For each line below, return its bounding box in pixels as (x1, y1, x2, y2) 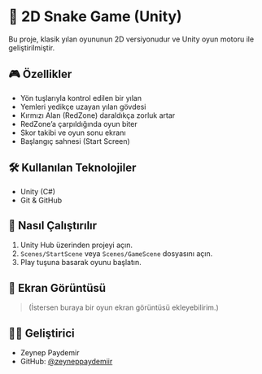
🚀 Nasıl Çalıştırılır (8, 219, 98, 233)
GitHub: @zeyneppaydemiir (20, 357, 113, 366)
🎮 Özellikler (8, 67, 72, 81)
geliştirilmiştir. (8, 42, 55, 52)
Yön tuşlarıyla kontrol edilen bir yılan (20, 93, 142, 102)
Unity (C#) (20, 186, 55, 196)
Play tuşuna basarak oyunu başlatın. (20, 258, 142, 267)
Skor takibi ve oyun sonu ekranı (20, 128, 126, 137)
